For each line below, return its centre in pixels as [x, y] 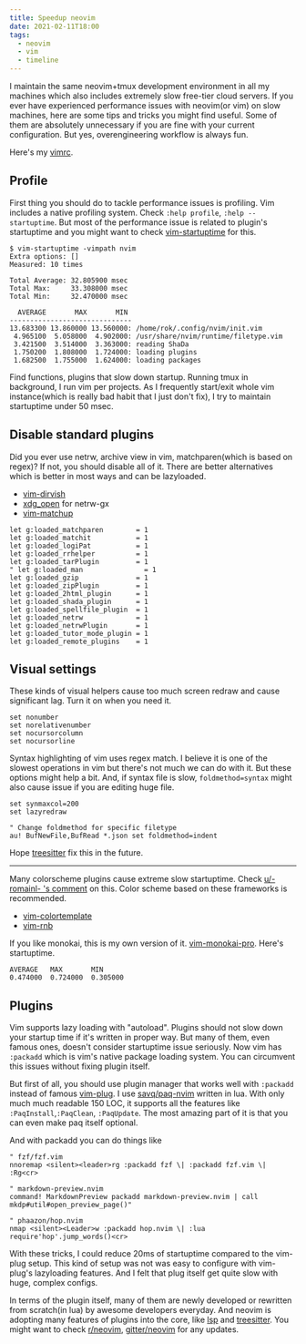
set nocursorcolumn [46, 734]
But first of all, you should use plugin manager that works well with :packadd [152, 1084]
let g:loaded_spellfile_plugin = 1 [79, 610]
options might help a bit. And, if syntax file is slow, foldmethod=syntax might [151, 778]
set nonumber [34, 718]
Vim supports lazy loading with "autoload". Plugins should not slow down [147, 1028]
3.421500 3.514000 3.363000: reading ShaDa [101, 344]
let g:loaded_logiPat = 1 [79, 546]
